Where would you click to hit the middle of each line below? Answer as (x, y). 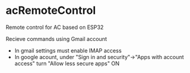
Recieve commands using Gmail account (56, 39)
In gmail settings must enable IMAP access (68, 50)
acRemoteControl (51, 11)
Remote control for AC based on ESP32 (55, 27)
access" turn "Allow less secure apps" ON (67, 63)
